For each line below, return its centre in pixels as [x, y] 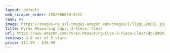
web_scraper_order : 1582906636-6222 [44, 15]
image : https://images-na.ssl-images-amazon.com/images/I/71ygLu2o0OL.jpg [86, 24]
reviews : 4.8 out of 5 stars [36, 38]
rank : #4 [14, 19]
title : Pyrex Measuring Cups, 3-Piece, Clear [54, 29]
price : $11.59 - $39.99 [30, 43]
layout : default [22, 10]
